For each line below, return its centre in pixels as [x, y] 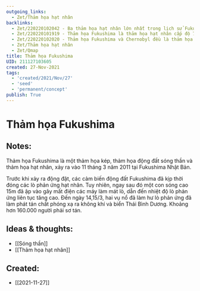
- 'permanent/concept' [40, 89]
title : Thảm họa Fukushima [40, 56]
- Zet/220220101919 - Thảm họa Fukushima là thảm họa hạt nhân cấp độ [101, 34]
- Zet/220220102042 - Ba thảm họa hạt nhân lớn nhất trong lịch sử [97, 28]
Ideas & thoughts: [40, 229]
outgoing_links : [26, 12]
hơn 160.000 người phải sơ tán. [44, 210]
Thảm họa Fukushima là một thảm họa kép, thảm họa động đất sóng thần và [99, 160]
